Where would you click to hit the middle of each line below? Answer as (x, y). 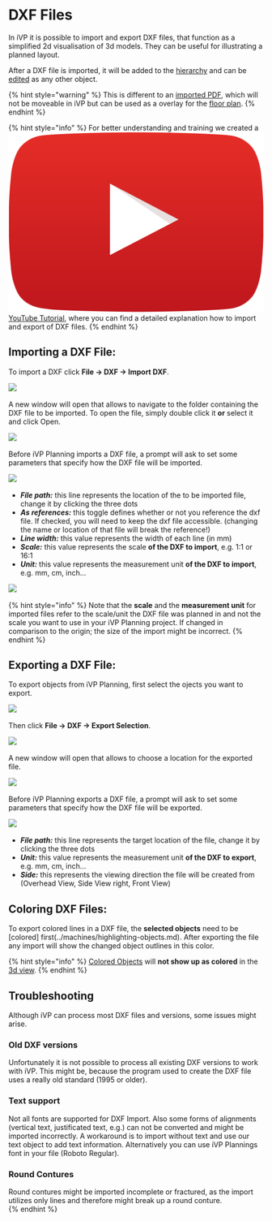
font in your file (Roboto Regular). (64, 1153)
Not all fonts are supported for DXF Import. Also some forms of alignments (132, 1119)
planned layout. (34, 54)
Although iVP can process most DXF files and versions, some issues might (132, 1016)
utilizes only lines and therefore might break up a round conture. (115, 1200)
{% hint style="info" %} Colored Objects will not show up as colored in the (134, 962)
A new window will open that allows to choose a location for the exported (131, 758)
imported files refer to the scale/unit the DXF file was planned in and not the (135, 614)
